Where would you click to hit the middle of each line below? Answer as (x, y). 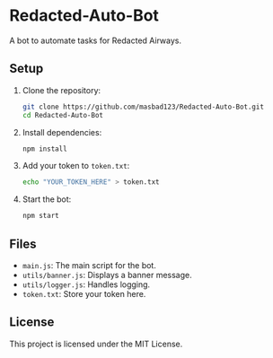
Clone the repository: (62, 90)
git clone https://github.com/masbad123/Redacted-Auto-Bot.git (143, 107)
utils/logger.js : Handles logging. (86, 284)
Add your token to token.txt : (76, 166)
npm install (44, 149)
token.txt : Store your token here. (84, 293)
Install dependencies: (62, 132)
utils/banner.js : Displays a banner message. (107, 275)
